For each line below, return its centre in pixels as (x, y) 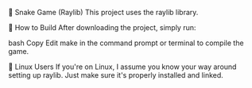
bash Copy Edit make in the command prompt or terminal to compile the (126, 43)
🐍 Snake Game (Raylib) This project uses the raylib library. (103, 12)
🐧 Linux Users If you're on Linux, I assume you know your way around (122, 67)
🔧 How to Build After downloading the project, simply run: (102, 27)
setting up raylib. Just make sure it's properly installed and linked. (116, 75)
